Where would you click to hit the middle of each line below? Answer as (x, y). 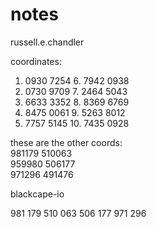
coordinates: (36, 61)
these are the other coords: (66, 142)
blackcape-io (37, 194)
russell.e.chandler (47, 42)
